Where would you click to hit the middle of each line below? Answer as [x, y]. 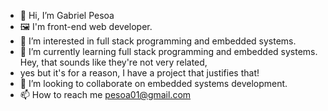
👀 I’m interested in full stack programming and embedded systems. [158, 41]
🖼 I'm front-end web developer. [86, 26]
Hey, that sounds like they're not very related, [113, 62]
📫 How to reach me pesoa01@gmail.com [105, 94]
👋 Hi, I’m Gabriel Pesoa [67, 15]
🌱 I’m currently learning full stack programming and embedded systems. [168, 51]
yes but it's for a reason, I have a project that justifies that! [139, 73]
